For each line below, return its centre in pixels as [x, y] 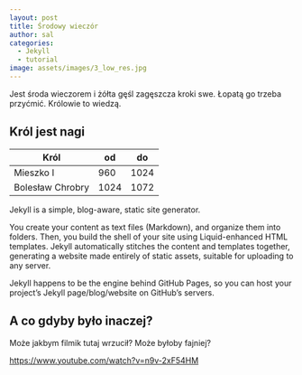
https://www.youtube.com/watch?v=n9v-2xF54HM [104, 360]
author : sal [32, 34]
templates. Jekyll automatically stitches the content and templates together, [150, 246]
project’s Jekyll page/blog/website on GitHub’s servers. [112, 292]
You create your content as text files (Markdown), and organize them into [145, 227]
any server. [30, 265]
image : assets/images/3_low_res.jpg [78, 69]
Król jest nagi [47, 132]
